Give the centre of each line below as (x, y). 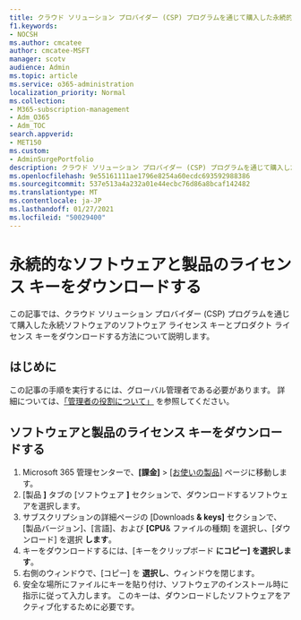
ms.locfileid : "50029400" (57, 217)
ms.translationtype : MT (54, 193)
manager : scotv (38, 59)
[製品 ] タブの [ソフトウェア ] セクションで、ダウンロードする (135, 495)
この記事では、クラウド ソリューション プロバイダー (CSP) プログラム (138, 314)
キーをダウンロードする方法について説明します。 (125, 336)
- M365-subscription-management (69, 109)
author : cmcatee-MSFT (50, 51)
